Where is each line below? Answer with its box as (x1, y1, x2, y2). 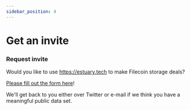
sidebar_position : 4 (6, 8, 57, 15)
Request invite (6, 55, 48, 63)
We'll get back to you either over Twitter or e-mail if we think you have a (6, 91, 180, 98)
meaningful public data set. (6, 98, 72, 105)
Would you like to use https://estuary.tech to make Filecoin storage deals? (6, 68, 185, 75)
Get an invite (6, 34, 69, 47)
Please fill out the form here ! (6, 80, 75, 87)
